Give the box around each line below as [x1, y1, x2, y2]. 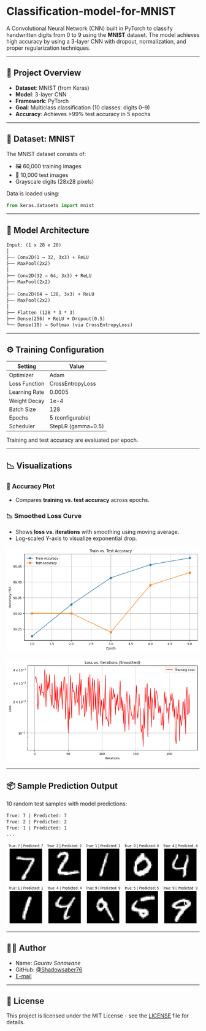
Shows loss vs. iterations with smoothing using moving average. [15, 528, 180, 535]
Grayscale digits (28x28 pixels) [15, 178, 94, 185]
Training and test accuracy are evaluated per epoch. [6, 436, 139, 444]
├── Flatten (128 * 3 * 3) [6, 310, 75, 316]
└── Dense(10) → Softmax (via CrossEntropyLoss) [6, 322, 133, 328]
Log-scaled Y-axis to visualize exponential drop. [15, 535, 137, 542]
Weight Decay [9, 397, 45, 404]
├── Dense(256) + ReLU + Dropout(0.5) [6, 316, 105, 322]
